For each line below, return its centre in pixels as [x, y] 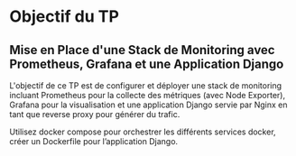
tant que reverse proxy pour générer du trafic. [95, 114]
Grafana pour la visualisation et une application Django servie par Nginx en [148, 105]
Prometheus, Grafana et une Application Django [147, 64]
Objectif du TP [65, 17]
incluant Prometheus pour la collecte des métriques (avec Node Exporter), [148, 95]
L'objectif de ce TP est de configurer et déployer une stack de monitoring [146, 86]
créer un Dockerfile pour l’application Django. [94, 141]
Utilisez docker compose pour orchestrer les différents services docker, [143, 132]
